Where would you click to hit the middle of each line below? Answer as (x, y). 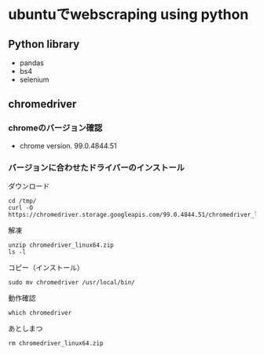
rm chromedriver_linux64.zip (56, 343)
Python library (44, 44)
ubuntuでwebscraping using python (128, 15)
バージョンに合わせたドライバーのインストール (96, 167)
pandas (32, 63)
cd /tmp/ (22, 201)
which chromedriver (40, 313)
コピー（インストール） (46, 267)
